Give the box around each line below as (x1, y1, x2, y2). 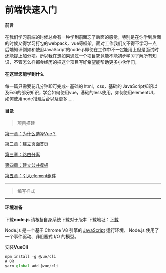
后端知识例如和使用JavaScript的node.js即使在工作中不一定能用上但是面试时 (5, 47, 159, 53)
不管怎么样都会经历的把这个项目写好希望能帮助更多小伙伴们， (13, 59, 139, 65)
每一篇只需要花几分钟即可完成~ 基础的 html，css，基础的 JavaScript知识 (5, 83, 153, 89)
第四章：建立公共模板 (5, 162, 48, 168)
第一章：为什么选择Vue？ (5, 130, 57, 136)
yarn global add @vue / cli (5, 263, 58, 268)
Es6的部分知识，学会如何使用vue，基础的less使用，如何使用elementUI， (9, 89, 158, 95)
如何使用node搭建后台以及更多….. (5, 95, 74, 102)
